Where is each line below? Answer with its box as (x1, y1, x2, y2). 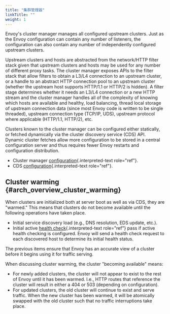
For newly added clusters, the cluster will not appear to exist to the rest (12, 271, 161, 277)
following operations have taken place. (5, 210, 86, 216)
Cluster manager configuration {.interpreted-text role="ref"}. (12, 158, 139, 164)
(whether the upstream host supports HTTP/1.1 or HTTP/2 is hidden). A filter (5, 84, 164, 90)
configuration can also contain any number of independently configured (5, 42, 156, 48)
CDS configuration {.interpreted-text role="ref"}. (12, 163, 113, 169)
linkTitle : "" (5, 12, 36, 17)
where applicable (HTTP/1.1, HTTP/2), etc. (5, 116, 93, 122)
